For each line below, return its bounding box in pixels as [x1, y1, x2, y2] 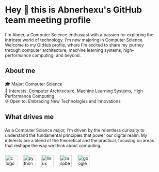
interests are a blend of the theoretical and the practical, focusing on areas [5, 137, 154, 143]
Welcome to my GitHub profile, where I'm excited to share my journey [5, 42, 144, 48]
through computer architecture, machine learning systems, [5, 47, 123, 53]
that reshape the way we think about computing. [5, 143, 102, 148]
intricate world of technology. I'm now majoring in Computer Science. [5, 37, 144, 43]
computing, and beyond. [32, 53, 81, 58]
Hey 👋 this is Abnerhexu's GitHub [5, 4, 142, 15]
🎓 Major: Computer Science [5, 81, 63, 87]
